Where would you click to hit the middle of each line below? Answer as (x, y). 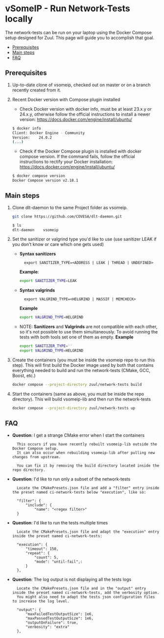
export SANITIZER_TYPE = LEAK (48, 281)
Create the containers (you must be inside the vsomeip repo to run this (83, 360)
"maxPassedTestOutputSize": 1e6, (59, 618)
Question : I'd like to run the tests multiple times (60, 522)
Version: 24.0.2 (32, 138)
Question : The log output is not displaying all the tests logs (72, 579)
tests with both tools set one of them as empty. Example (76, 337)
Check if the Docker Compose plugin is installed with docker (81, 151)
